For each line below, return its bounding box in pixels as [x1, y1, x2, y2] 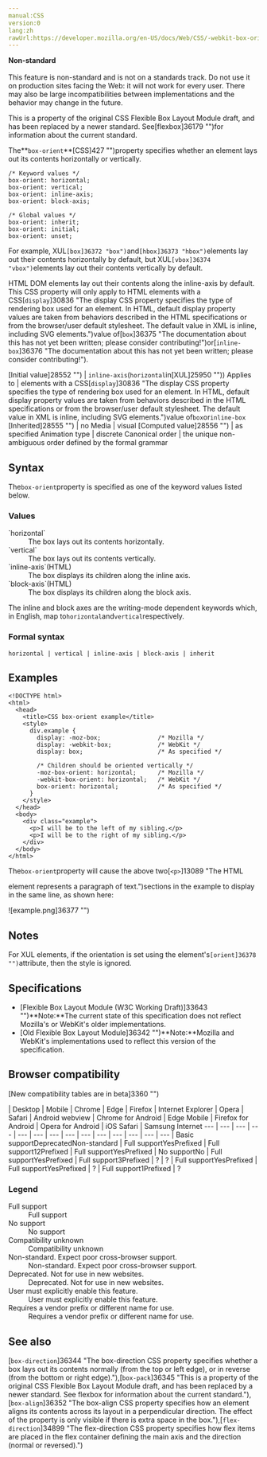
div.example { [29, 727, 77, 735]
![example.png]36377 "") [8, 905, 90, 916]
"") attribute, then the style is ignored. [8, 959, 132, 968]
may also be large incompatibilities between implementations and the [8, 89, 235, 100]
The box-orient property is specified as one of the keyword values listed [8, 482, 242, 492]
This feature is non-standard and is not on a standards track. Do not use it [8, 72, 250, 82]
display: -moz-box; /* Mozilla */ [37, 734, 204, 742]
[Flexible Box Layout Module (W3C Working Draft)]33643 [19, 1002, 208, 1012]
